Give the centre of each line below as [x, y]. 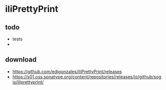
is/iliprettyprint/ [28, 82]
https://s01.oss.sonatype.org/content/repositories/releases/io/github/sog [87, 77]
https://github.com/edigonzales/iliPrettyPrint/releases [67, 71]
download [21, 60]
